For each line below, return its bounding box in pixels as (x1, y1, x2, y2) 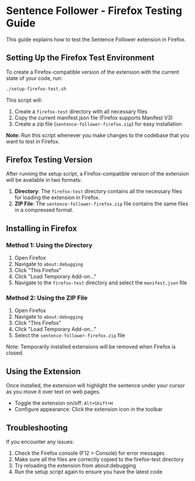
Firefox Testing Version (6, 155, 93, 165)
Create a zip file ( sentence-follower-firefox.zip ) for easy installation (14, 120, 182, 127)
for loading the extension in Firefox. (14, 194, 100, 201)
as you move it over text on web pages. (6, 388, 101, 396)
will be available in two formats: (6, 177, 82, 184)
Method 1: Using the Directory (6, 241, 93, 249)
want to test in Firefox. (6, 138, 60, 145)
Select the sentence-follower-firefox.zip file (14, 332, 126, 339)
